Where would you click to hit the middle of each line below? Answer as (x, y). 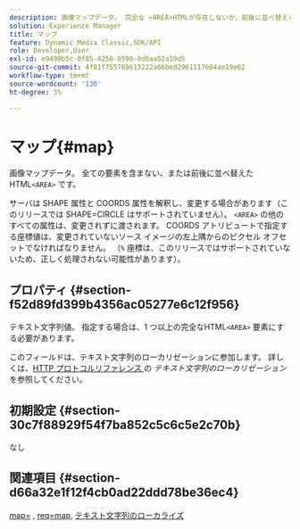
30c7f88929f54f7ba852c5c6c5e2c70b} (125, 425)
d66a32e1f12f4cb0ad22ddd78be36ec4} (124, 493)
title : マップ (33, 34)
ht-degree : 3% (36, 92)
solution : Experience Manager (66, 26)
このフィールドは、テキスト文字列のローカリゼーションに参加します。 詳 (143, 357)
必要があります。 (48, 338)
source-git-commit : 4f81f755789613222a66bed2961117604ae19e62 (127, 68)
